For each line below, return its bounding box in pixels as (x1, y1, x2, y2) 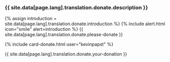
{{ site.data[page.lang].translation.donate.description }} (5, 4, 148, 11)
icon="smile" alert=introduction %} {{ (5, 26, 83, 32)
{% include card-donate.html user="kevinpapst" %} (5, 41, 114, 47)
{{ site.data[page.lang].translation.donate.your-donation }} (5, 51, 128, 57)
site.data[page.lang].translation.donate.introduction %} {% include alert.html (5, 21, 165, 27)
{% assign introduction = (5, 16, 57, 22)
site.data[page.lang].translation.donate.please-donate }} (5, 32, 123, 38)
